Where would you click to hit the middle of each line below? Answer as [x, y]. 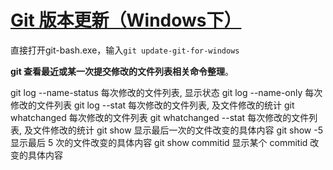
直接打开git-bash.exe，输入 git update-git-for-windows [125, 50]
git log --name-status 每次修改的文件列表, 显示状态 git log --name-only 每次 [166, 92]
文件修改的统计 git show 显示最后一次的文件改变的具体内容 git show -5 [177, 130]
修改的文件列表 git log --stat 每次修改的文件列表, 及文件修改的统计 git [152, 105]
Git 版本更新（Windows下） [126, 20]
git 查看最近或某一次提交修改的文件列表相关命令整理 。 [122, 71]
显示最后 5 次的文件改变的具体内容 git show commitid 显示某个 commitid [159, 142]
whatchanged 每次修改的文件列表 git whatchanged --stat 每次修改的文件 [160, 117]
